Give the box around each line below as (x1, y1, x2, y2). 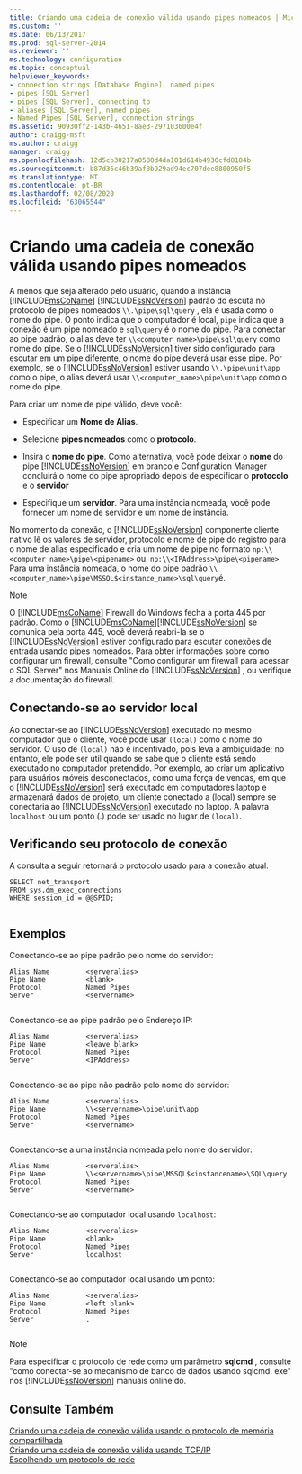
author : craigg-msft (9, 131, 87, 140)
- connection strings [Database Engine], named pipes (9, 80, 216, 89)
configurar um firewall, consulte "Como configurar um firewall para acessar (9, 655, 289, 665)
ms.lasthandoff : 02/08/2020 (9, 189, 115, 198)
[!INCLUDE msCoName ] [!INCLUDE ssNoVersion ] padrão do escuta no (9, 295, 266, 306)
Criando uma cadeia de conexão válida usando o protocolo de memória (9, 1425, 274, 1436)
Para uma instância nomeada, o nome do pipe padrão (9, 563, 209, 573)
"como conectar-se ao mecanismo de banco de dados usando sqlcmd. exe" (9, 1366, 292, 1377)
